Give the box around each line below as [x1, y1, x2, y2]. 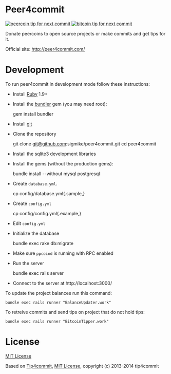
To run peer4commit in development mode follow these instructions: [5, 81, 150, 87]
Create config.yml [12, 200, 52, 207]
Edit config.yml [12, 220, 46, 227]
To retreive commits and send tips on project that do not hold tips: [5, 309, 145, 315]
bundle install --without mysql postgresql [12, 171, 100, 177]
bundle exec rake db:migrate [12, 240, 74, 246]
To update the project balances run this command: [5, 290, 112, 296]
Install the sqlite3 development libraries [12, 151, 96, 157]
